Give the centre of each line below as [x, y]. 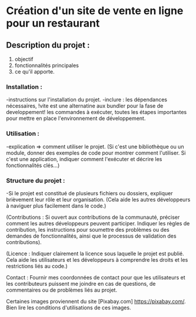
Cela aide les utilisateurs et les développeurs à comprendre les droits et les [97, 259]
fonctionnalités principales [47, 65]
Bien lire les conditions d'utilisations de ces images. [69, 308]
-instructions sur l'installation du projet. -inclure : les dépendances [87, 100]
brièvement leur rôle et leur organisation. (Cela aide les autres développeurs [98, 199]
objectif [24, 59]
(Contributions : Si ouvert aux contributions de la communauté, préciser [93, 217]
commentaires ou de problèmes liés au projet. [62, 290]
